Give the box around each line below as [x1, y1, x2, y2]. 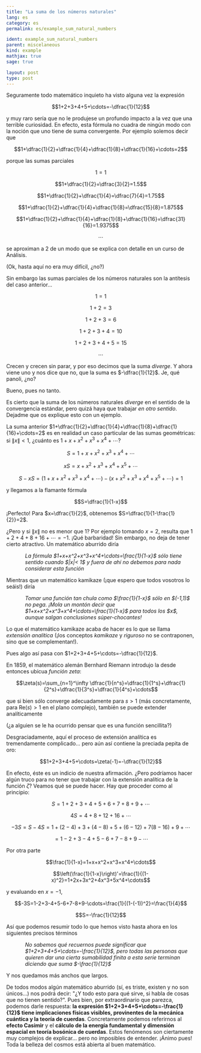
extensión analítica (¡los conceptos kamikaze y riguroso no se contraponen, [6, 632, 194, 639]
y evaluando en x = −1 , [6, 888, 63, 895]
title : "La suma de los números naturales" [6, 8, 117, 15]
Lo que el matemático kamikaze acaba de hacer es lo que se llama [6, 625, 171, 633]
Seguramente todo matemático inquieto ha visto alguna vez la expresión [6, 91, 185, 99]
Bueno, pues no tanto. [6, 387, 61, 394]
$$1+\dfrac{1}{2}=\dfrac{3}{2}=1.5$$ [55, 181, 147, 188]
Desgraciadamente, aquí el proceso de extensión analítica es [6, 733, 157, 741]
